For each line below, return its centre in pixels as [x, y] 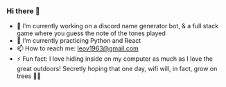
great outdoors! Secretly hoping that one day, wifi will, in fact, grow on [117, 69]
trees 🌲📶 [29, 76]
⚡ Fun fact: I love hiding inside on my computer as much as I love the [114, 59]
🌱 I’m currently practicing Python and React [79, 41]
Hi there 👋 [24, 11]
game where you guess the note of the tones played [91, 33]
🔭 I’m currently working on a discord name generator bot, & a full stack [118, 26]
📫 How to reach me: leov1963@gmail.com [78, 48]
